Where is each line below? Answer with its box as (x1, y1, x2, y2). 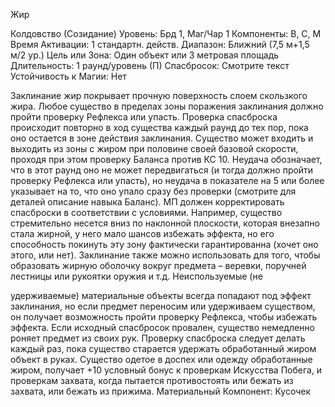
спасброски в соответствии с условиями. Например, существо (10, 207, 283, 218)
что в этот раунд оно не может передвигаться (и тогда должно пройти (10, 164, 314, 176)
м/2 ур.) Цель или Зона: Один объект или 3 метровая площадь (10, 49, 280, 61)
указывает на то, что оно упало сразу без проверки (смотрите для (10, 185, 297, 197)
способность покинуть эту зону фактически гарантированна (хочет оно (10, 239, 319, 250)
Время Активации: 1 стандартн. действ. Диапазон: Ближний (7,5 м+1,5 (10, 39, 310, 50)
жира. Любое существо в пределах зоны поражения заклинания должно (10, 100, 324, 112)
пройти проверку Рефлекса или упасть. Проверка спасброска (10, 111, 278, 123)
